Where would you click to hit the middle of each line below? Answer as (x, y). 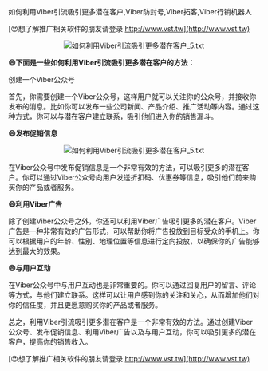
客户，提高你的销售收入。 (50, 342)
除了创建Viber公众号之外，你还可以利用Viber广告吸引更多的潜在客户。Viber (132, 221)
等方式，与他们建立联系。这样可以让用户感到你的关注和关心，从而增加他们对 (134, 295)
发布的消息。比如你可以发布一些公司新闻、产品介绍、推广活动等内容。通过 (130, 107)
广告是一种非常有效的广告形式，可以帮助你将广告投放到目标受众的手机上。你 (134, 231)
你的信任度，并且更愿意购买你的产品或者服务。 (85, 305)
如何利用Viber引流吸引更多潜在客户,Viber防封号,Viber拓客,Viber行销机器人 (130, 12)
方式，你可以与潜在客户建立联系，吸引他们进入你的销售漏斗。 (116, 116)
